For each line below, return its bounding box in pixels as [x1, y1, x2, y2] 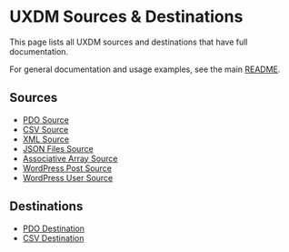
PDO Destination [22, 223, 85, 234]
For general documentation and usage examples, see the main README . [9, 64, 281, 75]
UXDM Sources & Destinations [9, 6, 244, 27]
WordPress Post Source [22, 162, 112, 174]
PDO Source [22, 114, 70, 125]
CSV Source [22, 124, 69, 135]
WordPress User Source [22, 172, 114, 183]
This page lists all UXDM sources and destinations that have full [9, 36, 248, 47]
